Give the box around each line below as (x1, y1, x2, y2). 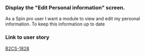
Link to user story (5, 34, 50, 41)
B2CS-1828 (5, 45, 30, 51)
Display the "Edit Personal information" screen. (5, 4, 125, 11)
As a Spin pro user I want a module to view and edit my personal (5, 16, 140, 22)
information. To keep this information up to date (5, 21, 105, 27)
